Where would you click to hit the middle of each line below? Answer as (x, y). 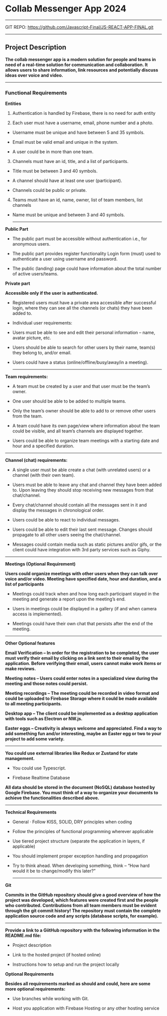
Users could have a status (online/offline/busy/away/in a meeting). (80, 362)
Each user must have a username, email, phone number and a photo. (83, 123)
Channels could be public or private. (49, 190)
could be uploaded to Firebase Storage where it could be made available (81, 698)
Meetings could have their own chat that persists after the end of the (83, 624)
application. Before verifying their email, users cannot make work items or (83, 664)
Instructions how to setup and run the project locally (66, 964)
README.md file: (23, 935)
